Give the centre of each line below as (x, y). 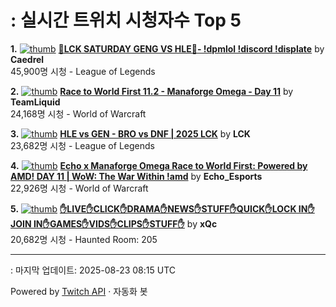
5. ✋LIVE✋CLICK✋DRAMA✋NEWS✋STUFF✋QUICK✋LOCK (153, 208)
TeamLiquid (35, 102)
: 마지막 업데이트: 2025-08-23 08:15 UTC (93, 270)
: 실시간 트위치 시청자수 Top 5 (126, 20)
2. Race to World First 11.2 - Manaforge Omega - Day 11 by (152, 91)
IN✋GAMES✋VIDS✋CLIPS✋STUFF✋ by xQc (125, 223)
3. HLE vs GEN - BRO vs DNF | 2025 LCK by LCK (130, 133)
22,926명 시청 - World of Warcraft (79, 188)
